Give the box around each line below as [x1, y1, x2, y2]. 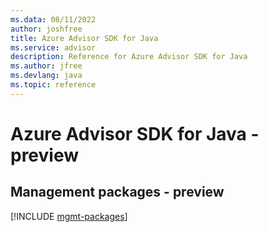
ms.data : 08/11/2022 [10, 14, 97, 25]
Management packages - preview [10, 184, 225, 201]
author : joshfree [10, 24, 83, 34]
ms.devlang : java [10, 71, 83, 81]
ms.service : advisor [10, 42, 97, 53]
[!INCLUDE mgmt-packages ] [10, 210, 128, 222]
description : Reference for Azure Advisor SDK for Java [10, 52, 248, 62]
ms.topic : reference [10, 80, 97, 90]
